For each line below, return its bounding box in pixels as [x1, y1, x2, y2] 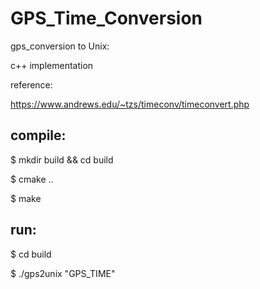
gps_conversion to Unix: [10, 40, 110, 52]
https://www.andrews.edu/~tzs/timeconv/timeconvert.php [10, 98, 250, 110]
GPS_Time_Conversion [10, 7, 203, 30]
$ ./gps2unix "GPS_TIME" [10, 267, 116, 279]
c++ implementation [10, 59, 94, 71]
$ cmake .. [10, 173, 54, 185]
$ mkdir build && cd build [10, 153, 114, 166]
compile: [10, 127, 67, 144]
